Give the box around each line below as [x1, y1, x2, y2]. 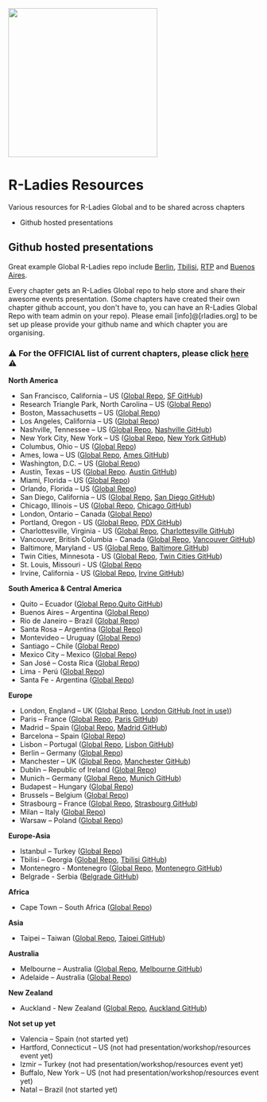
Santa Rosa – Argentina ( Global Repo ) [19, 624, 143, 634]
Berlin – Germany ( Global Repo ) [19, 748, 123, 758]
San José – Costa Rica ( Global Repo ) [19, 659, 141, 668]
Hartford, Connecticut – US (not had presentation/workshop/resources [19, 1042, 251, 1052]
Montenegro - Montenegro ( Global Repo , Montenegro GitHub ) [19, 864, 222, 873]
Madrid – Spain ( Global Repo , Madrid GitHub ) [19, 723, 168, 733]
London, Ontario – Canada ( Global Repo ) [19, 509, 153, 519]
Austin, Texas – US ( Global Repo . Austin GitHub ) [19, 467, 177, 477]
